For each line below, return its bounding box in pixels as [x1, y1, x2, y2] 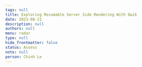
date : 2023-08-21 [5, 17, 42, 22]
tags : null [5, 7, 28, 13]
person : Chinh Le [5, 54, 42, 59]
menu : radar [5, 31, 30, 36]
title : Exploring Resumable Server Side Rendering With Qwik [5, 12, 137, 17]
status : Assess [5, 45, 38, 50]
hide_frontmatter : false [5, 40, 58, 45]
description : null [5, 21, 44, 27]
